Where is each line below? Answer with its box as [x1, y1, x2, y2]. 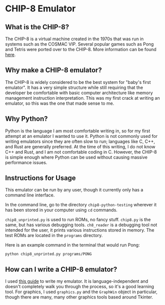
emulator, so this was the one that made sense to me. [5, 100, 114, 106]
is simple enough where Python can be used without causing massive [5, 154, 148, 160]
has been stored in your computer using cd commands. [5, 207, 118, 213]
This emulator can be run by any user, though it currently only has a [5, 187, 144, 193]
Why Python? [5, 115, 48, 123]
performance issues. [5, 159, 48, 165]
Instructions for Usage [5, 174, 76, 183]
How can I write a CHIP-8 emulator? [5, 265, 117, 273]
